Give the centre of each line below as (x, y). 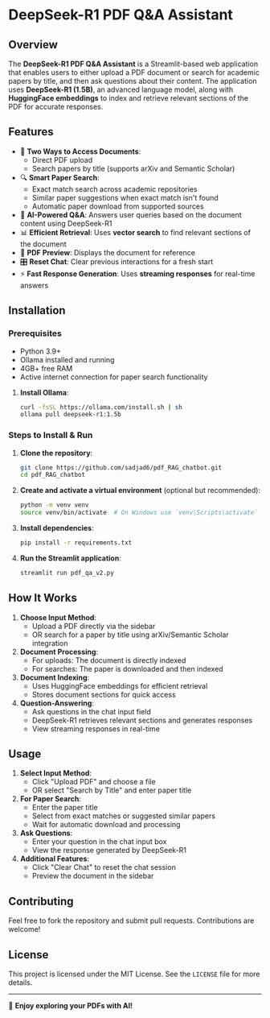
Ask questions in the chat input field (91, 711)
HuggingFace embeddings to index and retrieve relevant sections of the (129, 98)
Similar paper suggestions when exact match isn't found (125, 197)
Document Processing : (59, 652)
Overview (33, 45)
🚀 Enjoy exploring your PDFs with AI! (71, 1006)
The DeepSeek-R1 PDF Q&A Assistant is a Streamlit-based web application (133, 64)
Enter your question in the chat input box (99, 842)
